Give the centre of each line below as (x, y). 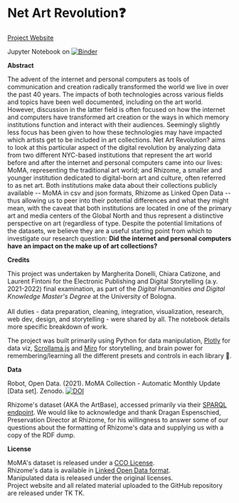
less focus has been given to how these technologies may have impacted (115, 132)
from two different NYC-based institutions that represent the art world (110, 155)
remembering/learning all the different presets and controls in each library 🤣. (119, 355)
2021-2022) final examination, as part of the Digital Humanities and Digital (116, 288)
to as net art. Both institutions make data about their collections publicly (112, 185)
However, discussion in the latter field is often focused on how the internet (116, 109)
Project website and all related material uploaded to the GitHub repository (115, 485)
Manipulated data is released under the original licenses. (90, 477)
